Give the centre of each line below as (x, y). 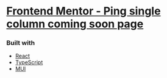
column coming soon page (75, 24)
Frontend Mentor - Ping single (83, 11)
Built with (21, 43)
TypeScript (29, 62)
